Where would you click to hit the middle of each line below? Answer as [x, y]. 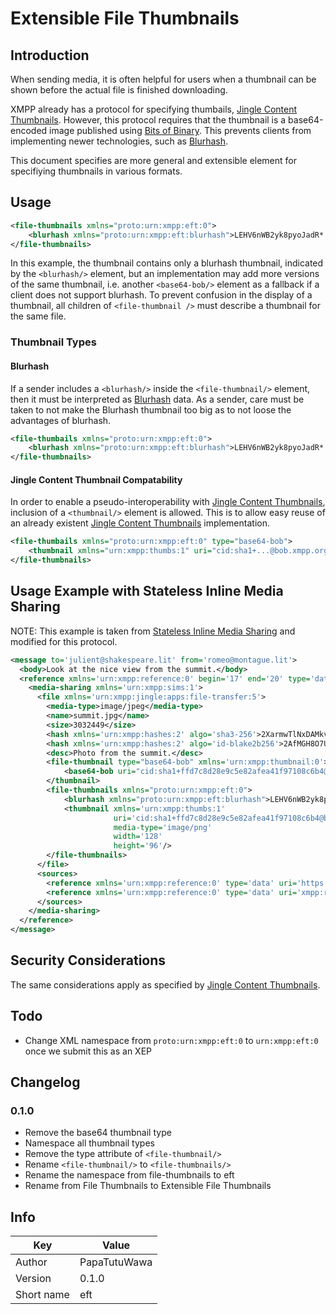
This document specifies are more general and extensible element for [153, 160]
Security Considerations [88, 960]
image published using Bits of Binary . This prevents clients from [180, 130]
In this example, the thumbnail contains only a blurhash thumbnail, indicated [167, 263]
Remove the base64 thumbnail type [98, 1133]
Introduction [50, 55]
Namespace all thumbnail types [89, 1143]
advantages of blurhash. [61, 420]
